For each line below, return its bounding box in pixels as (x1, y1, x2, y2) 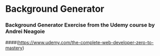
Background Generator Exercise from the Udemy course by (5, 22, 155, 29)
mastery (5, 45, 23, 51)
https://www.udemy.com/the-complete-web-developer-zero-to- (18, 40, 154, 46)
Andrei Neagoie (5, 28, 45, 35)
